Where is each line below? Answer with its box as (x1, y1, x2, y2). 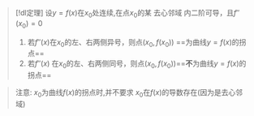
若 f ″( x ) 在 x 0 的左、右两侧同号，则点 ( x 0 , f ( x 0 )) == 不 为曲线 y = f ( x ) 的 (27, 58, 247, 71)
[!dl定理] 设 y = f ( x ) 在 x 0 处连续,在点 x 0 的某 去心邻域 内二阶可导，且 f (15, 8, 237, 19)
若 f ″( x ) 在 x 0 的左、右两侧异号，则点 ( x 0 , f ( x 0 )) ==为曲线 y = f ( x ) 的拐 (27, 37, 247, 49)
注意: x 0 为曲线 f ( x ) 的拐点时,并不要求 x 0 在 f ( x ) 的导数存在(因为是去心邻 (15, 88, 243, 99)
